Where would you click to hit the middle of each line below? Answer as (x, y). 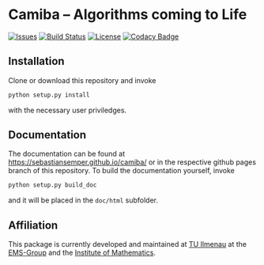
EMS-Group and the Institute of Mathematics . (82, 253)
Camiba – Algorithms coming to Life (128, 15)
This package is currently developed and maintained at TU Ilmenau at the (128, 244)
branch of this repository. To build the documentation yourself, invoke (121, 171)
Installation (36, 61)
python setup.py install (49, 95)
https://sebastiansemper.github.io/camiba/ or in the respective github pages (132, 162)
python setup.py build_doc (53, 185)
